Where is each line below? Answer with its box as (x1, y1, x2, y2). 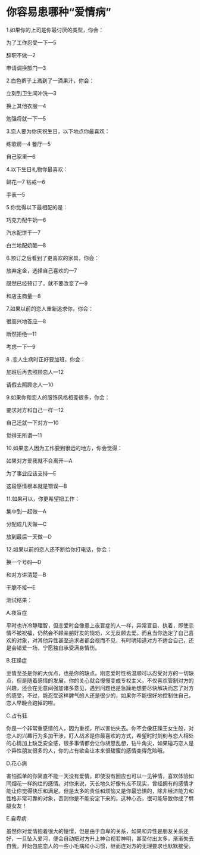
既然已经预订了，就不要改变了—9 (6, 280, 88, 287)
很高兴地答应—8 (6, 317, 46, 325)
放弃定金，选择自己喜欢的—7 (6, 267, 77, 274)
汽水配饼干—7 (6, 229, 40, 236)
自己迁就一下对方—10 (6, 419, 59, 426)
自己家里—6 (6, 153, 36, 160)
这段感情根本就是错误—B (6, 482, 67, 490)
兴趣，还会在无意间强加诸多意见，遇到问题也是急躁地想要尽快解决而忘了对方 (6, 684, 194, 692)
